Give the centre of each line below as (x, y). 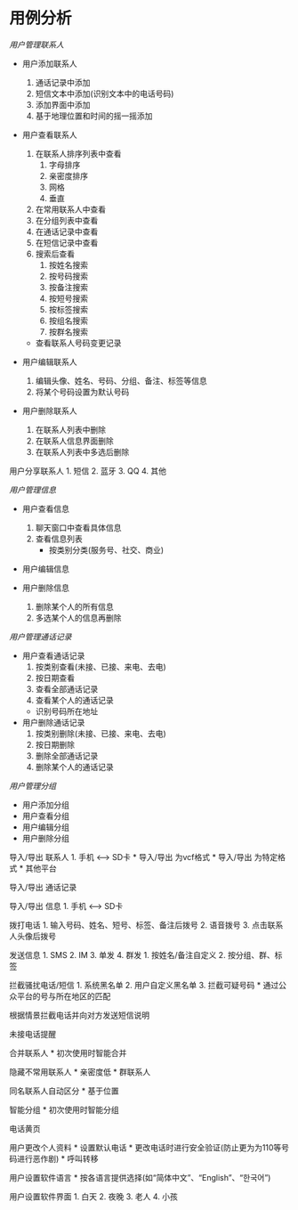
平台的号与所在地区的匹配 (64, 996)
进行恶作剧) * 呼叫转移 (57, 1158)
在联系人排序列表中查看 (78, 153)
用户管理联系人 (36, 45)
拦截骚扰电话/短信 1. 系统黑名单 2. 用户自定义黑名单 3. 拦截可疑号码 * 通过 (144, 985)
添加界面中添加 (63, 104)
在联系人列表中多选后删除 (82, 451)
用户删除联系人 (49, 410)
